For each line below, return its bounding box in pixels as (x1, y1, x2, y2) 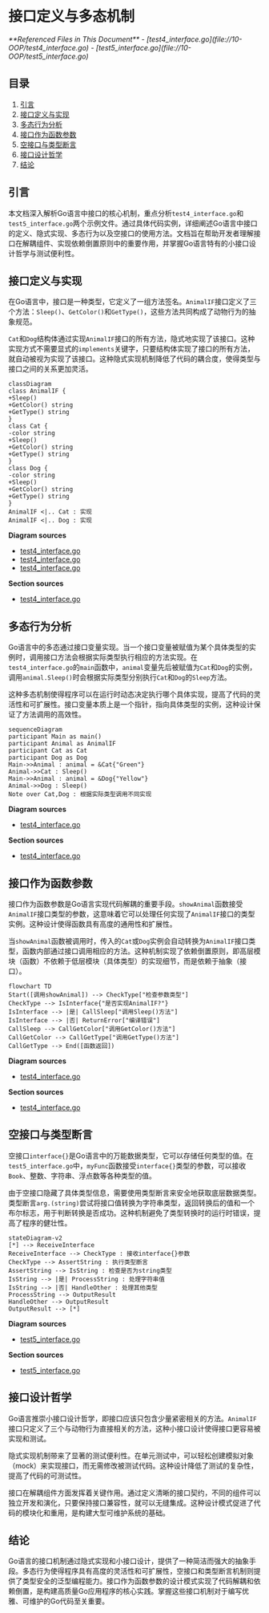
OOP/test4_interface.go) (8, 43, 90, 52)
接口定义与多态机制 (8, 7, 135, 26)
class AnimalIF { (8, 387, 66, 396)
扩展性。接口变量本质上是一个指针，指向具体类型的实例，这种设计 (35, 700, 254, 709)
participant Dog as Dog (8, 754, 88, 762)
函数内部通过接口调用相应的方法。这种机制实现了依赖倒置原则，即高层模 (22, 946, 261, 956)
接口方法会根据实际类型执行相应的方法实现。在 (42, 652, 198, 662)
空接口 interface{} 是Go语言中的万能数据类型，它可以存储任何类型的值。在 (8, 1151, 254, 1160)
